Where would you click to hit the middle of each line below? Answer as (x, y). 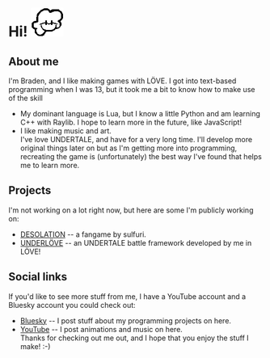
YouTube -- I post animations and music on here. (101, 329)
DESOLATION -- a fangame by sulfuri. (83, 234)
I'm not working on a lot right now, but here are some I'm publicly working (131, 210)
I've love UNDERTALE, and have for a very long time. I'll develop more (136, 139)
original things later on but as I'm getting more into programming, (129, 148)
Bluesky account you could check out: (72, 305)
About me (34, 61)
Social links (38, 277)
